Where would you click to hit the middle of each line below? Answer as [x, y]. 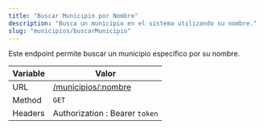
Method [27, 100]
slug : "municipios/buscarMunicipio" [70, 31]
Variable [29, 73]
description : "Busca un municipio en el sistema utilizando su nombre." [133, 23]
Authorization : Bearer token [105, 114]
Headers [29, 114]
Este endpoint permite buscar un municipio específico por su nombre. [124, 54]
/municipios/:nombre [92, 87]
